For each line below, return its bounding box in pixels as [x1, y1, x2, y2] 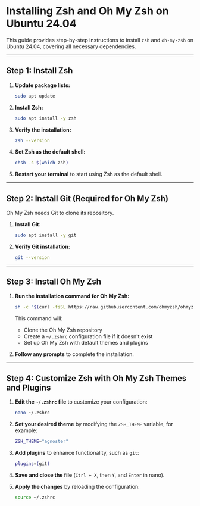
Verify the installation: [14, 126, 71, 133]
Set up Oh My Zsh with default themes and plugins [23, 339, 148, 346]
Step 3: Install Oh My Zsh [6, 277, 101, 287]
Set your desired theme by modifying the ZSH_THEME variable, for [14, 421, 174, 428]
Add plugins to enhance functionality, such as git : [14, 449, 139, 457]
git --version [14, 254, 50, 260]
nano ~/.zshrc [14, 410, 50, 416]
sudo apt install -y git [14, 232, 77, 239]
